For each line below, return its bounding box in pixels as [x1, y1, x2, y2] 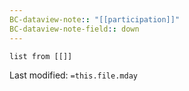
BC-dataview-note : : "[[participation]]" [9, 14, 181, 25]
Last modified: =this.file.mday [9, 69, 138, 81]
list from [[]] [9, 51, 73, 61]
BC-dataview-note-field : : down [9, 24, 140, 34]
